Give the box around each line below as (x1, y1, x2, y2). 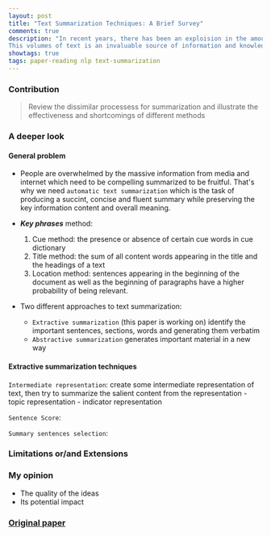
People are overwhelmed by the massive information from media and (19, 169, 250, 179)
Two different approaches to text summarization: (19, 302, 182, 311)
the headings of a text (31, 260, 106, 270)
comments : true (8, 27, 60, 35)
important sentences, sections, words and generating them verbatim (31, 326, 261, 336)
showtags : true (8, 49, 60, 57)
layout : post (8, 11, 52, 20)
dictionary (31, 243, 66, 253)
